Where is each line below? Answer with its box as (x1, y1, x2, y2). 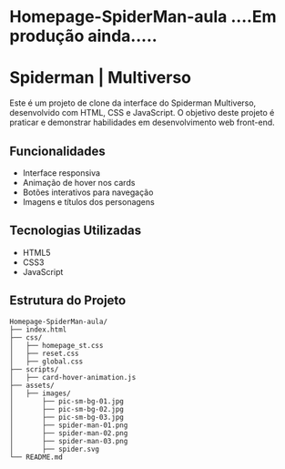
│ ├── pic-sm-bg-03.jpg (9, 413, 125, 422)
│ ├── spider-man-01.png (9, 421, 128, 430)
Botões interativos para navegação (22, 187, 154, 198)
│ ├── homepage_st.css (9, 341, 104, 350)
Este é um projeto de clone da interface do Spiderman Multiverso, (9, 97, 257, 108)
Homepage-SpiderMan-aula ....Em (9, 6, 277, 27)
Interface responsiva (22, 167, 101, 178)
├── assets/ (9, 381, 55, 390)
